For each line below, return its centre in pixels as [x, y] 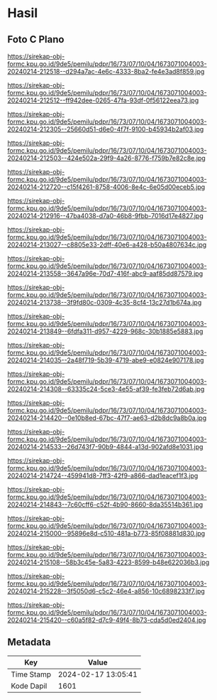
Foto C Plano [36, 39]
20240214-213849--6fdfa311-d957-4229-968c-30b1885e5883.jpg [105, 331]
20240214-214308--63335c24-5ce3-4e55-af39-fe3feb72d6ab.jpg [106, 389]
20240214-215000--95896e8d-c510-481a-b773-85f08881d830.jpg [106, 533]
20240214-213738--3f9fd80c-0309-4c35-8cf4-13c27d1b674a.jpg [105, 302]
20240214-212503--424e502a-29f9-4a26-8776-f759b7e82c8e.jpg [106, 158]
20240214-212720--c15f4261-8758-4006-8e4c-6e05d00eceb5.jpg [106, 187]
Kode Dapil [29, 686]
